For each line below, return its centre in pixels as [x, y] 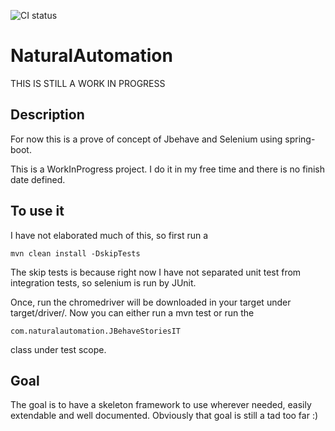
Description [47, 115]
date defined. [38, 179]
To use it [37, 211]
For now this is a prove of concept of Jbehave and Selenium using [146, 139]
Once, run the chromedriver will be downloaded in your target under [151, 302]
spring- [300, 139]
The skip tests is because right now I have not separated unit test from [156, 272]
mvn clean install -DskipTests [75, 253]
